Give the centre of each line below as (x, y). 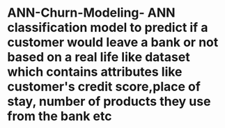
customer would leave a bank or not (113, 42)
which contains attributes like (95, 72)
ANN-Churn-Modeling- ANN (91, 13)
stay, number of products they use (109, 102)
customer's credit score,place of (104, 87)
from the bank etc (60, 117)
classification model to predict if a (108, 27)
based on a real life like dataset (99, 57)
